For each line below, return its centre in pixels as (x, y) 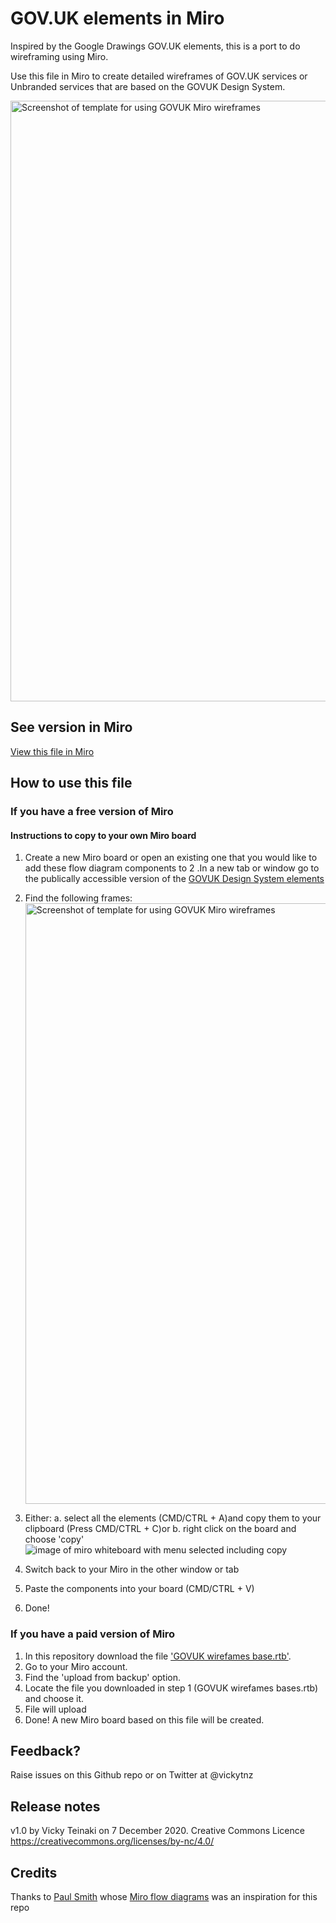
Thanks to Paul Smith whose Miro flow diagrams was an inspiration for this (164, 1896)
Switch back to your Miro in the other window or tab (132, 1569)
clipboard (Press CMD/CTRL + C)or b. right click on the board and (160, 1529)
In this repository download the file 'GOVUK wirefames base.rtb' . (158, 1656)
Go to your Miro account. (76, 1666)
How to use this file (71, 783)
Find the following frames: (78, 898)
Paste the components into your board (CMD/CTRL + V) (139, 1589)
